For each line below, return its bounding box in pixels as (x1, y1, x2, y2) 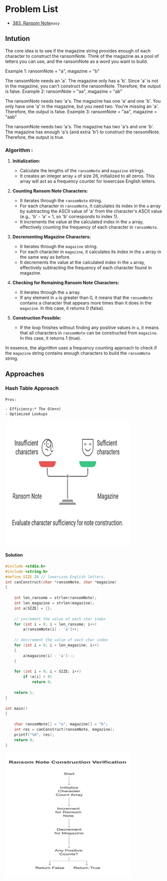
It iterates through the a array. (19, 290, 81, 295)
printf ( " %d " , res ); (14, 732, 55, 737)
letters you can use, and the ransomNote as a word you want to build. (5, 58, 148, 64)
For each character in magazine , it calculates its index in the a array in (19, 249, 162, 255)
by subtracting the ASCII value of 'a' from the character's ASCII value (19, 208, 163, 214)
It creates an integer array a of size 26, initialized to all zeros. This (19, 173, 155, 179)
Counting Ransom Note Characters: (12, 188, 88, 194)
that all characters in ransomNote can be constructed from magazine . (19, 330, 158, 336)
